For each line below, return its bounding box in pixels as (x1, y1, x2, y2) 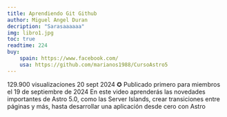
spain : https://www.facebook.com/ (19, 55, 119, 62)
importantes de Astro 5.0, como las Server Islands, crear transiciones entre (7, 94, 221, 103)
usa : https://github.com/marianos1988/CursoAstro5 (19, 61, 168, 68)
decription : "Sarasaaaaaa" (7, 23, 85, 30)
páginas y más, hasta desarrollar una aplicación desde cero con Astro (7, 102, 206, 110)
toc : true (7, 36, 36, 43)
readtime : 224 (7, 42, 48, 49)
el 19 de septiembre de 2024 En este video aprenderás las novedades (7, 87, 206, 96)
